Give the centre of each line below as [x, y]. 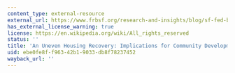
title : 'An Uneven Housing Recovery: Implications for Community [104, 46]
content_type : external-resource [56, 14]
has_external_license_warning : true [60, 26]
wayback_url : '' [31, 59]
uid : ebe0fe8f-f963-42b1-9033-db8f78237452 [72, 53]
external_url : [28, 20]
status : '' [23, 40]
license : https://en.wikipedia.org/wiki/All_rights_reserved [98, 33]
